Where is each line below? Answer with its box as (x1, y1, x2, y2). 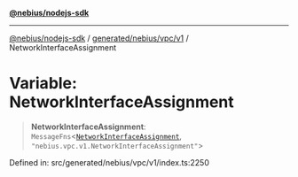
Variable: (9, 73, 78, 94)
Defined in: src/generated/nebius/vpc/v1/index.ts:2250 (9, 157, 210, 167)
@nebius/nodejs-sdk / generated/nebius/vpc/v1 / (9, 33, 189, 43)
